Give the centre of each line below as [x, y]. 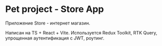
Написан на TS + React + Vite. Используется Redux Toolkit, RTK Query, [81, 32]
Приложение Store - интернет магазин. [48, 23]
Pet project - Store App [55, 9]
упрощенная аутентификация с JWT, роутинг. [55, 38]
